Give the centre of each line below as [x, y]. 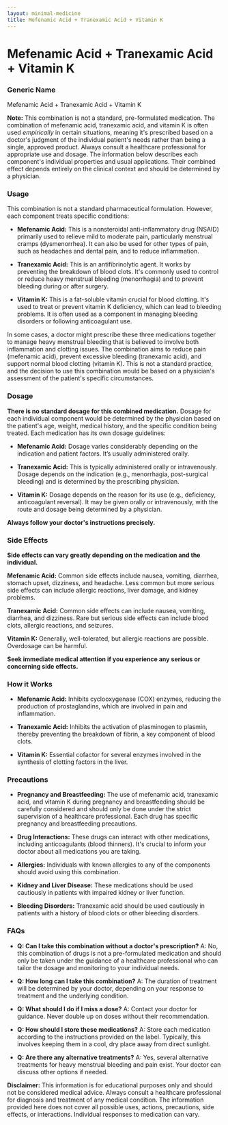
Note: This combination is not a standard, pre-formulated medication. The [111, 118]
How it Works [30, 684]
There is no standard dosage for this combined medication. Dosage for [109, 411]
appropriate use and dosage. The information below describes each [103, 154]
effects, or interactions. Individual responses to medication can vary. [103, 1114]
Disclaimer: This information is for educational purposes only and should [110, 1085]
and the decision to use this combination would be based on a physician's [111, 371]
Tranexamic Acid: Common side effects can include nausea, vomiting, [106, 610]
